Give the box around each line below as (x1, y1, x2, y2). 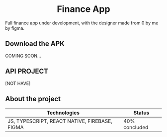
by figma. (5, 25, 25, 31)
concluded (123, 124, 149, 131)
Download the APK (5, 40, 65, 48)
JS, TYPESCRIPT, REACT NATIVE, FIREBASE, (7, 118, 113, 125)
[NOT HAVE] (5, 80, 31, 86)
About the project (5, 94, 61, 103)
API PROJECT (5, 67, 49, 75)
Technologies (46, 109, 80, 116)
